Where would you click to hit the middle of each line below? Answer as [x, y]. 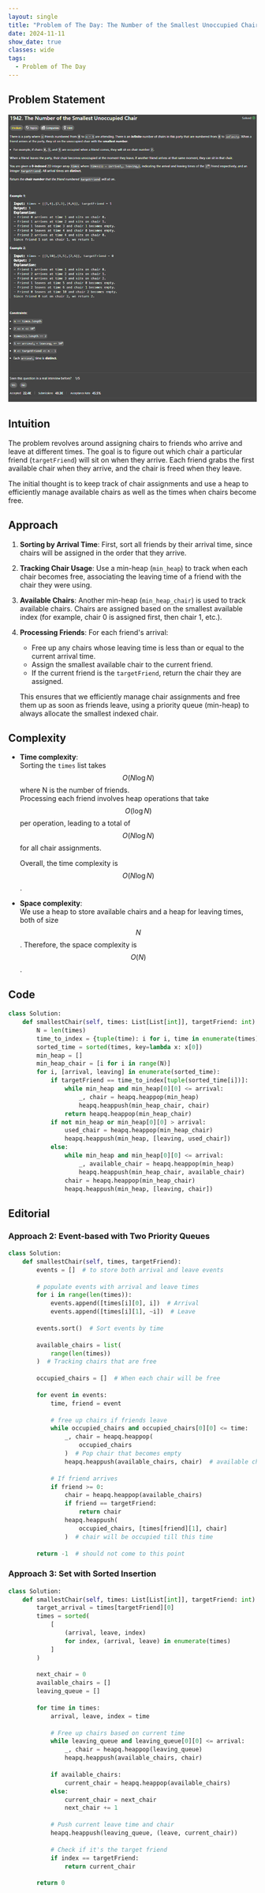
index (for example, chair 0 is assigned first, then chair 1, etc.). [121, 617]
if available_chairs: [86, 1774]
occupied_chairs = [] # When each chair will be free [129, 1379]
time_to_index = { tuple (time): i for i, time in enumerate [136, 1039]
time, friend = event [86, 1404]
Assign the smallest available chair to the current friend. [122, 664]
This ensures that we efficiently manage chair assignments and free [130, 697]
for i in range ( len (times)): [84, 1295]
